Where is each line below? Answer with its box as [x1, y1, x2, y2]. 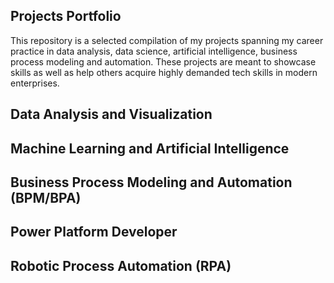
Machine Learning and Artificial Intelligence [10, 140, 290, 157]
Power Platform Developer [10, 224, 178, 241]
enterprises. [10, 77, 60, 89]
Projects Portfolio [10, 8, 122, 25]
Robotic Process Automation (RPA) [10, 257, 232, 274]
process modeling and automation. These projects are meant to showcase [10, 55, 317, 68]
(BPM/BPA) [10, 189, 82, 206]
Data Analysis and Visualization [10, 106, 213, 123]
